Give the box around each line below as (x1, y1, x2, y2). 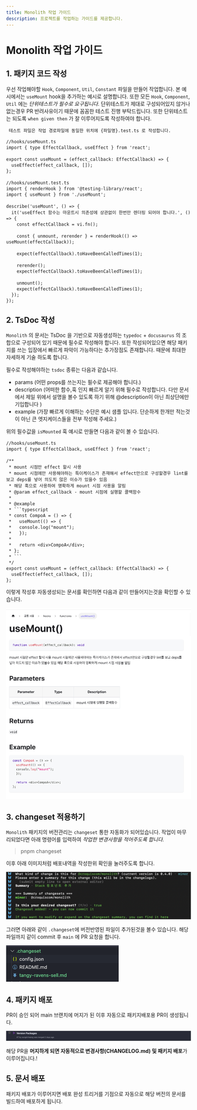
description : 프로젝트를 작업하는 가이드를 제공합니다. (6, 15, 123, 22)
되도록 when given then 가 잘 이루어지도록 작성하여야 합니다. (12, 115, 152, 122)
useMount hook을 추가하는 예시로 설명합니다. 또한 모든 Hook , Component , (26, 93, 191, 100)
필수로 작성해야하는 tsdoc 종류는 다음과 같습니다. (6, 366, 118, 373)
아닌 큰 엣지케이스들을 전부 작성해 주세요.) (21, 415, 117, 422)
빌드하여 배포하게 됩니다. (6, 1098, 63, 1105)
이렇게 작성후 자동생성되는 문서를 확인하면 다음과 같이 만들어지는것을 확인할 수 (6, 588, 185, 596)
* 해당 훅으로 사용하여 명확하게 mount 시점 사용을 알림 (8, 483, 126, 489)
